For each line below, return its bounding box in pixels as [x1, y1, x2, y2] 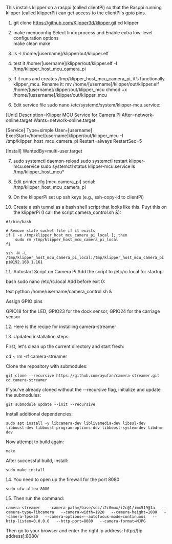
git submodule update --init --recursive [6, 402, 96, 407]
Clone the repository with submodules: [6, 363, 88, 369]
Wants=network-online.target [33, 117, 96, 123]
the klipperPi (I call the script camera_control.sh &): [13, 209, 121, 215]
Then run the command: [13, 495, 64, 501]
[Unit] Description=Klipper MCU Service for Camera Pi [6, 112, 121, 118]
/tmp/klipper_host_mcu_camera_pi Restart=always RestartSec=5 [6, 138, 142, 144]
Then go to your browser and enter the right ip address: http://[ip [6, 528, 143, 534]
